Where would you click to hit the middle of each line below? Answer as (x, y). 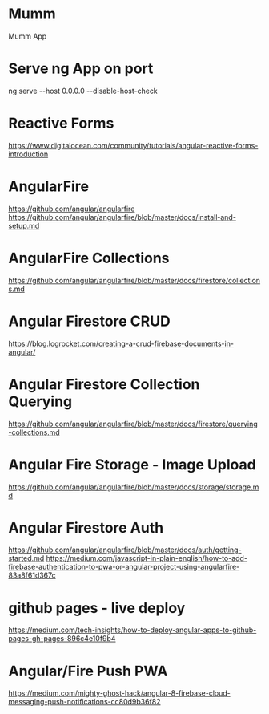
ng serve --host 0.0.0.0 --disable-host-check (83, 91)
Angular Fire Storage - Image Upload (132, 464)
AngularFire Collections (89, 258)
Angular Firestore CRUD (89, 321)
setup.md (24, 225)
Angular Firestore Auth (86, 527)
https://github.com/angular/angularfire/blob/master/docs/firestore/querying (133, 424)
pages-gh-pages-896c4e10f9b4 (62, 639)
